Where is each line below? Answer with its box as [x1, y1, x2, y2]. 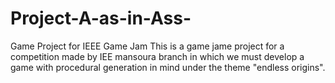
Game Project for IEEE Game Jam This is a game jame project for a [10, 40, 285, 52]
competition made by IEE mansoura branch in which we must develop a [10, 50, 305, 62]
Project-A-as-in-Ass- [10, 7, 192, 30]
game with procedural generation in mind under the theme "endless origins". [10, 61, 326, 73]
